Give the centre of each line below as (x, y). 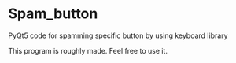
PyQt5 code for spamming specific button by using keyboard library (118, 35)
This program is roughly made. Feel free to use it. (88, 50)
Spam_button (53, 14)
